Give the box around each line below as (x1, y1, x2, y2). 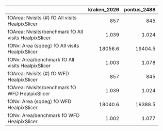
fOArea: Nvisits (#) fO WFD (7, 70, 69, 77)
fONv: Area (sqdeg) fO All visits (7, 42, 79, 49)
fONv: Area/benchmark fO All (7, 56, 74, 63)
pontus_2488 (124, 6, 156, 13)
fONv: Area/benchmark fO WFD (7, 112, 80, 118)
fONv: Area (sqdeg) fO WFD (7, 98, 72, 105)
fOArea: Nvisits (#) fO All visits (7, 15, 77, 21)
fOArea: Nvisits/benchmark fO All (7, 29, 83, 35)
